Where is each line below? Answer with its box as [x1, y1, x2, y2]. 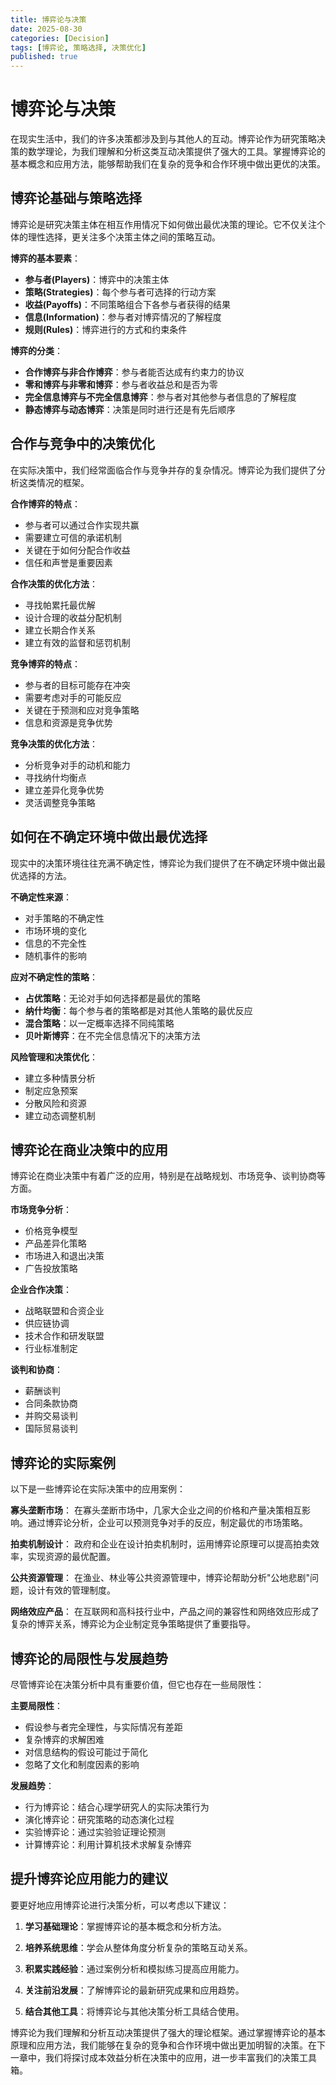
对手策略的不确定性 [24, 912, 105, 924]
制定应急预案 [24, 1084, 78, 1096]
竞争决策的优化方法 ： [10, 737, 98, 750]
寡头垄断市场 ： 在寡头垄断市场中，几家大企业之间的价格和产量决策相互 [10, 1504, 302, 1516]
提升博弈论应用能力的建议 [10, 1871, 168, 1888]
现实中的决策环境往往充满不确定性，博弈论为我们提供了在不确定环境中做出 [10, 857, 317, 869]
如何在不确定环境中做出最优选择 [10, 829, 208, 846]
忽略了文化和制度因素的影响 [24, 1758, 140, 1770]
